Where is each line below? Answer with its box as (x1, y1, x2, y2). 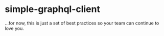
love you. (5, 25, 24, 31)
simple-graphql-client (5, 3, 101, 15)
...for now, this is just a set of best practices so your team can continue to (5, 20, 159, 26)
